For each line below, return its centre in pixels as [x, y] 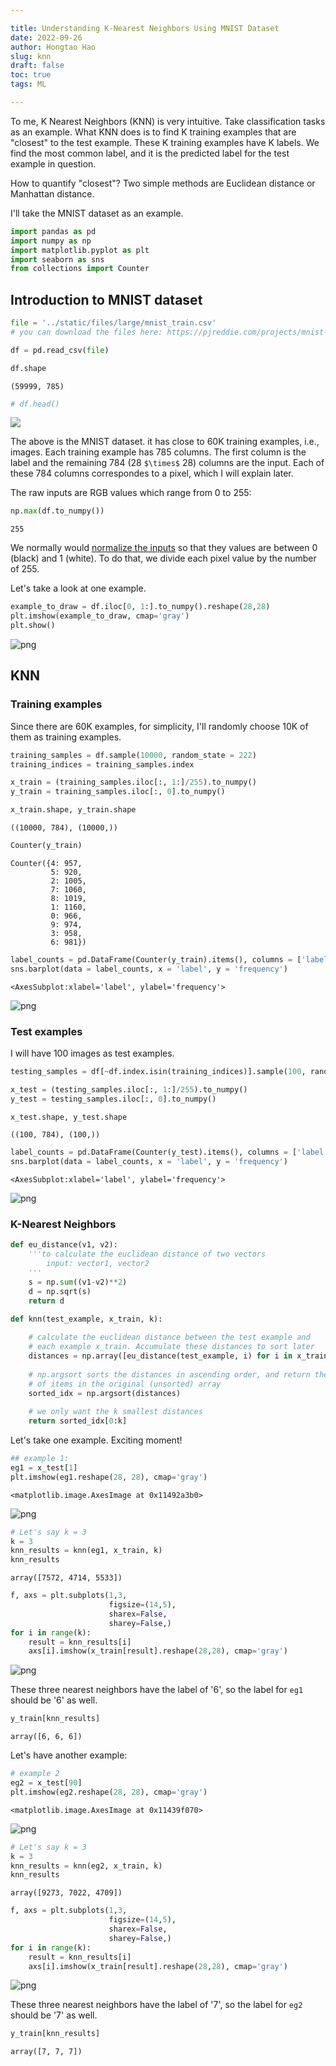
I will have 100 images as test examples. [92, 1053]
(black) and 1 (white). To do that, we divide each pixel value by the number [163, 558]
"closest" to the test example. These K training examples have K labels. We [165, 142]
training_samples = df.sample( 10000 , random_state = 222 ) [133, 755]
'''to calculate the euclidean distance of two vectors [147, 1254]
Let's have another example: [69, 1755]
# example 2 [35, 1774]
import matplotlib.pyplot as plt [80, 250]
